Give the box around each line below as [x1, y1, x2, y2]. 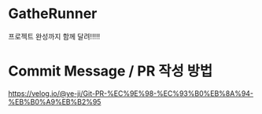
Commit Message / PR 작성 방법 [8, 62, 213, 80]
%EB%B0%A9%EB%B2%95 [8, 97, 101, 106]
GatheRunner [8, 5, 98, 23]
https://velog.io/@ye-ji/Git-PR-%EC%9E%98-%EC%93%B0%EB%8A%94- [8, 88, 254, 98]
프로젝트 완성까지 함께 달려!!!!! [8, 31, 101, 41]
